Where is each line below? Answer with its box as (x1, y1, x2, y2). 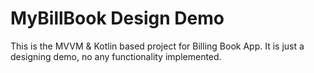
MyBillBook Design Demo (10, 7, 225, 30)
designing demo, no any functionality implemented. (10, 50, 222, 62)
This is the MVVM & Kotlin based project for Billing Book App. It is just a (10, 40, 305, 52)
